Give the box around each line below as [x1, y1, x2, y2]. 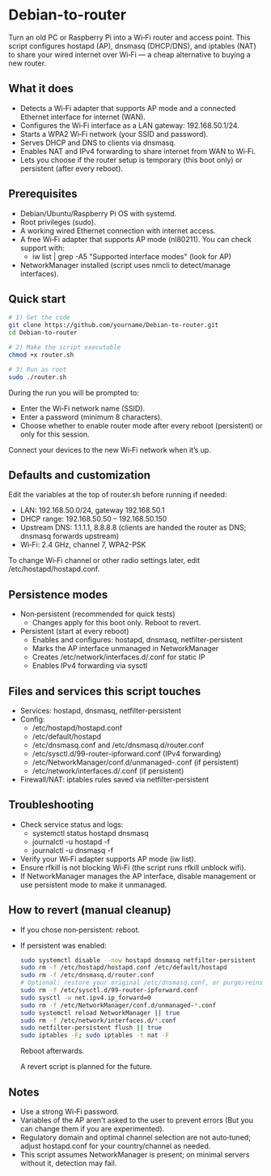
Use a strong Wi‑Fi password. [19, 1107, 120, 1116]
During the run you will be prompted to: [8, 387, 139, 398]
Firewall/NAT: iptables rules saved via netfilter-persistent [19, 774, 210, 784]
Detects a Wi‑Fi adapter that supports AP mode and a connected [19, 103, 236, 113]
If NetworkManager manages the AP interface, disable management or [19, 871, 256, 880]
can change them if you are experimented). [19, 1124, 165, 1133]
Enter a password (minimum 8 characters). [19, 411, 163, 422]
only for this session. [19, 429, 91, 439]
